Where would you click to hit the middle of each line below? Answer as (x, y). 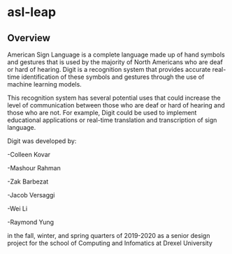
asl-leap (32, 12)
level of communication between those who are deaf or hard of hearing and (116, 105)
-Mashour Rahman (34, 168)
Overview (29, 38)
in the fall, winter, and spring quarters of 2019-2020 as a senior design (109, 236)
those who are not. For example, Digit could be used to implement (102, 113)
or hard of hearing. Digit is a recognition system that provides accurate (109, 69)
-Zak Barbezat (28, 181)
